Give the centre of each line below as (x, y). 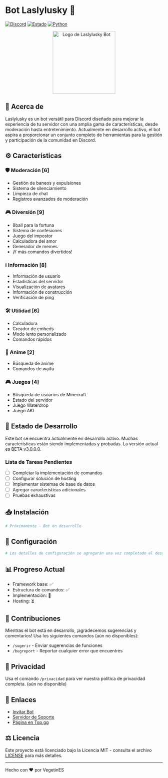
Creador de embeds (33, 329)
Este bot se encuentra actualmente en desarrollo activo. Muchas (71, 438)
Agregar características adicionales (49, 490)
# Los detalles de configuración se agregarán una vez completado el (79, 553)
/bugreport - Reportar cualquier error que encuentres (67, 651)
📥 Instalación (27, 512)
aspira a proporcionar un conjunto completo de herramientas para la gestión (84, 135)
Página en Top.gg (30, 722)
